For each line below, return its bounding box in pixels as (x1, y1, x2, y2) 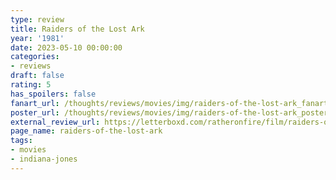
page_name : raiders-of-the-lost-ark (10, 126, 163, 136)
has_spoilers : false (10, 89, 97, 99)
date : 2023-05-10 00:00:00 (10, 42, 123, 53)
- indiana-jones (10, 154, 78, 164)
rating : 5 (10, 80, 52, 90)
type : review (10, 14, 65, 25)
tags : (10, 136, 33, 146)
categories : (10, 52, 60, 62)
